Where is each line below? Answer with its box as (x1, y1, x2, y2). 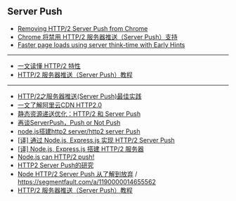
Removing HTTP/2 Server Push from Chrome (17, 24, 148, 32)
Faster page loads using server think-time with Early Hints (17, 40, 185, 48)
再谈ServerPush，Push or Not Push (17, 118, 121, 127)
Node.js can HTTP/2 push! (17, 153, 95, 161)
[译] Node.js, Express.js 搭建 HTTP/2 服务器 (17, 144, 144, 153)
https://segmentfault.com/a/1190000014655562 (17, 177, 157, 186)
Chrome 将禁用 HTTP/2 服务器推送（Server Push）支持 (17, 32, 178, 41)
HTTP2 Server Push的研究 (17, 161, 94, 169)
